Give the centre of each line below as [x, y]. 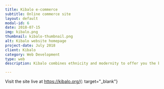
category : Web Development [32, 54]
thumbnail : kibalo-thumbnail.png [39, 37]
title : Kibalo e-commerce [31, 9]
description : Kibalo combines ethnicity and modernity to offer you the [81, 63]
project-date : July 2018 [30, 45]
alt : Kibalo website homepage [36, 41]
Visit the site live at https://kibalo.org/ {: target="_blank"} [61, 82]
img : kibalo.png [21, 32]
